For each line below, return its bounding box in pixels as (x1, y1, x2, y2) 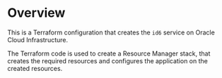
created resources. (7, 64, 63, 72)
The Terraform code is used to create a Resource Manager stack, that (7, 49, 211, 58)
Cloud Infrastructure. (7, 35, 69, 44)
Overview (7, 5, 66, 21)
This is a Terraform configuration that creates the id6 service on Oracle (7, 28, 216, 37)
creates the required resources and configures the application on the (7, 56, 209, 65)
